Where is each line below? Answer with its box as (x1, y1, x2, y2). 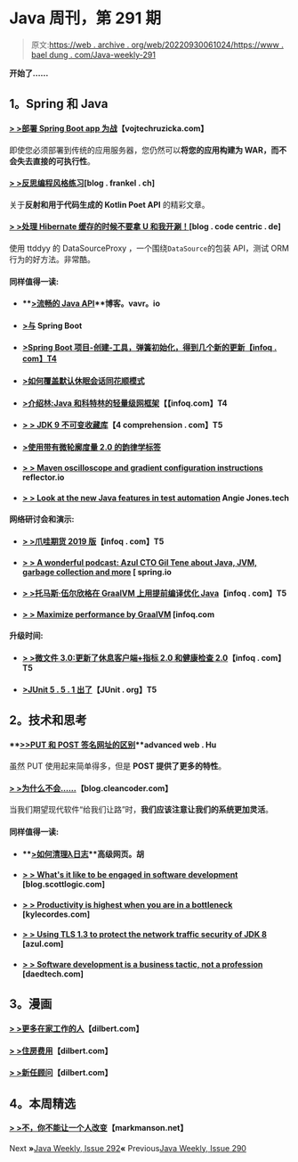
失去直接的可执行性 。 (16, 155, 95, 166)
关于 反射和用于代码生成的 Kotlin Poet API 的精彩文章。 (9, 199, 210, 210)
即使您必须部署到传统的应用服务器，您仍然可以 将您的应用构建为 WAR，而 (9, 144, 279, 155)
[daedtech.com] (21, 968, 85, 979)
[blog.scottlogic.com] (21, 879, 105, 890)
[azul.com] (21, 938, 64, 950)
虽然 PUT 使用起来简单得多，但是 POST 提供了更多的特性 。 (9, 761, 227, 771)
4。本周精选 (9, 1096, 77, 1111)
